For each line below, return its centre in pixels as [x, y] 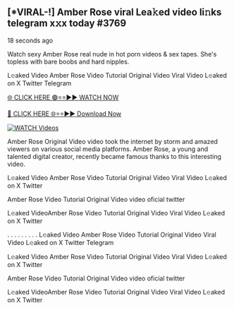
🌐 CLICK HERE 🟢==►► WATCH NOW [63, 97]
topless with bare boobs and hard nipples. [68, 61]
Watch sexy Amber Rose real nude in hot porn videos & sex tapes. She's [112, 54]
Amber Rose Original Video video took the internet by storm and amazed [113, 141]
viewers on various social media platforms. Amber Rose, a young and [108, 149]
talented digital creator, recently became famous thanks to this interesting [115, 156]
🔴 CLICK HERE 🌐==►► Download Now [64, 114]
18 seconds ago [30, 40]
